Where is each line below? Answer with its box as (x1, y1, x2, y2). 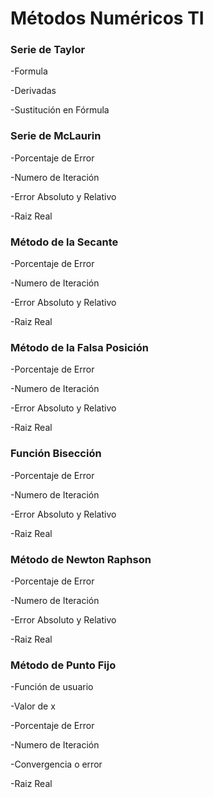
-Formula (10, 65, 48, 77)
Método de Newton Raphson (10, 552, 152, 566)
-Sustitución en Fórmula (10, 104, 110, 116)
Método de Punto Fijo (10, 658, 117, 672)
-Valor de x (10, 700, 56, 712)
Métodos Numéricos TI (10, 7, 205, 30)
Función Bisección (10, 447, 102, 461)
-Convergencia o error (10, 758, 103, 771)
